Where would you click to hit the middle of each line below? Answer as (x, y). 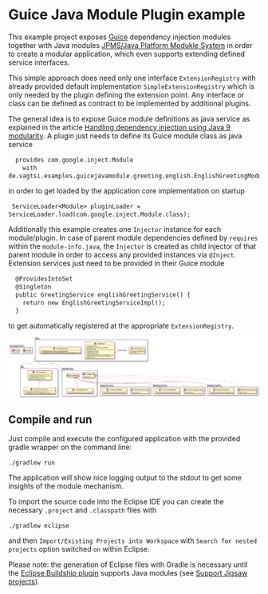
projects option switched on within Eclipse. (79, 549)
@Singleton (33, 287)
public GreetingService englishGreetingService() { (103, 295)
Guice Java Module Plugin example (127, 15)
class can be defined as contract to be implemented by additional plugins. (130, 103)
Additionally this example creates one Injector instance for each (115, 229)
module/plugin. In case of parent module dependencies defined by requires (133, 237)
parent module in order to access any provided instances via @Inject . (122, 254)
